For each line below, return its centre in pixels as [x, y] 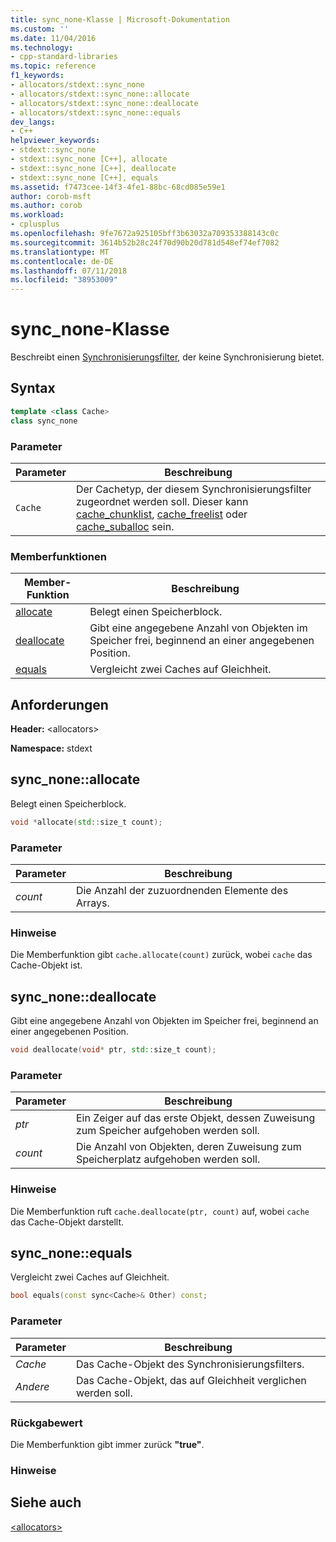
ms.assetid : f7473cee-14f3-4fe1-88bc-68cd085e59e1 [118, 187]
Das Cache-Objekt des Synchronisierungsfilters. [190, 1364]
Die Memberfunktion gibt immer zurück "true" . [107, 1444]
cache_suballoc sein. [125, 526]
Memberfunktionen [58, 556]
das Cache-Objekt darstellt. [67, 1222]
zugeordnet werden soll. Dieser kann [162, 501]
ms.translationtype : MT [60, 252]
